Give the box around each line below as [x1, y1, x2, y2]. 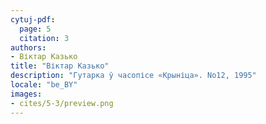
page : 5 [19, 24, 52, 34]
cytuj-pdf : [10, 14, 56, 25]
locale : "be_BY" [10, 80, 78, 90]
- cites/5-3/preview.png [10, 98, 114, 108]
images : [10, 89, 43, 99]
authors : [10, 42, 47, 53]
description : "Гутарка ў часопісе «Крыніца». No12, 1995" [10, 71, 257, 81]
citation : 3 [19, 33, 70, 43]
